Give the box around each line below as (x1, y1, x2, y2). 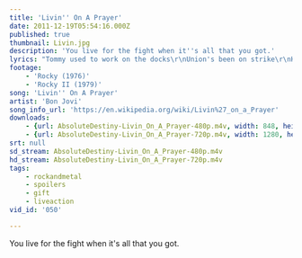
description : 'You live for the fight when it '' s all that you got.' (9, 47, 276, 56)
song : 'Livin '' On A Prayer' (9, 88, 119, 97)
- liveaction (25, 197, 75, 207)
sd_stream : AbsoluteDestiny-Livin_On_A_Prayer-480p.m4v (9, 147, 223, 156)
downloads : (9, 113, 50, 122)
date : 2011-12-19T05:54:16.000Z (9, 22, 130, 31)
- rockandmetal (25, 172, 83, 181)
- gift (25, 189, 50, 198)
